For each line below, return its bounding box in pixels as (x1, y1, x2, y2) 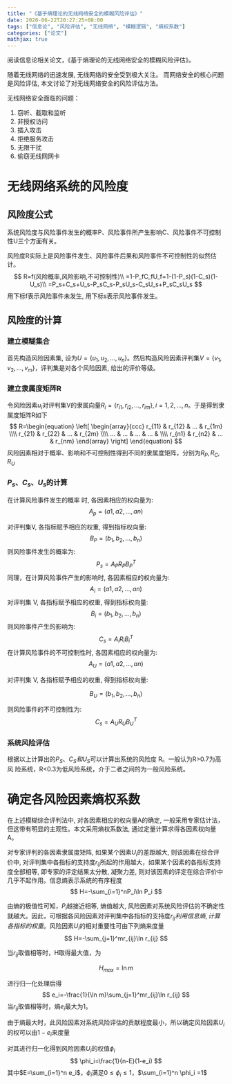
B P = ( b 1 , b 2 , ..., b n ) (89, 534, 143, 544)
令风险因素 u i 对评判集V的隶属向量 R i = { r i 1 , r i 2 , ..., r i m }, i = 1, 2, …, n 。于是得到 (7, 401, 219, 411)
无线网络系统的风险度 (7, 179, 129, 195)
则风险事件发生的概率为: (7, 548, 76, 556)
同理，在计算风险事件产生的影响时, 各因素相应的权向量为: (7, 573, 171, 582)
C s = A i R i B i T (99, 633, 133, 645)
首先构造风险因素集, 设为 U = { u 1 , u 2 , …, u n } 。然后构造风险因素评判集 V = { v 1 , (7, 353, 222, 364)
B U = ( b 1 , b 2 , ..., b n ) (89, 689, 143, 699)
